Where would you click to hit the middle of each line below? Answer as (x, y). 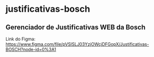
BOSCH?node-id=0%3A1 (31, 49)
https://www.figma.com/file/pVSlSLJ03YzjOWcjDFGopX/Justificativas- (77, 44)
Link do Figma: (21, 39)
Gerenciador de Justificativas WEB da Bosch (76, 27)
